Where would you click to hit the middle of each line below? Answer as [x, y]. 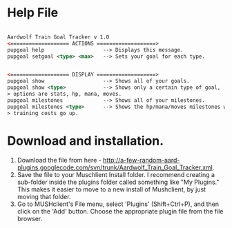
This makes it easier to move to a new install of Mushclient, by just [111, 189]
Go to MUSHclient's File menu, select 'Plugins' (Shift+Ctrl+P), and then [118, 204]
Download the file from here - [59, 160]
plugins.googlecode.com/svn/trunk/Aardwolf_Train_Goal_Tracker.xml [115, 167]
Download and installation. [86, 141]
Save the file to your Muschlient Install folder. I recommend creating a [116, 174]
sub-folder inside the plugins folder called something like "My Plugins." [118, 182]
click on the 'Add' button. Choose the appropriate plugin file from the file [120, 211]
